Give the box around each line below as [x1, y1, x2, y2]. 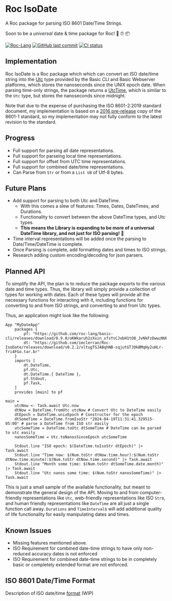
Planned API [5, 267, 45, 276]
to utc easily [5, 430, 36, 435]
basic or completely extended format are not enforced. [12, 561, 129, 568]
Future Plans [5, 184, 47, 192]
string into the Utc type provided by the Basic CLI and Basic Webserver [5, 76, 156, 82]
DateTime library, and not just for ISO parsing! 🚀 [20, 230, 124, 237]
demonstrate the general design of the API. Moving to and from [5, 490, 139, 496]
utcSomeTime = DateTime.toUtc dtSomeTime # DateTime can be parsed [14, 425, 161, 431]
